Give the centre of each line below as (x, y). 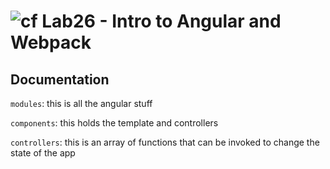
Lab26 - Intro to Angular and (161, 21)
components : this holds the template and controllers (114, 123)
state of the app (43, 153)
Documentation (60, 79)
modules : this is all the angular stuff (81, 103)
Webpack (51, 42)
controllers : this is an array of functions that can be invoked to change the (165, 142)
